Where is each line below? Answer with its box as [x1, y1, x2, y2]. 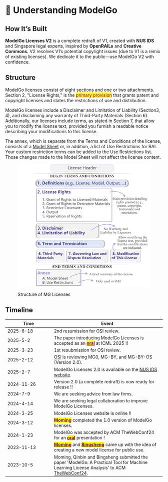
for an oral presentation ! [54, 435, 105, 441]
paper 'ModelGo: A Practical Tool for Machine [54, 459, 148, 465]
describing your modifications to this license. [5, 128, 98, 134]
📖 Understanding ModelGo [5, 5, 117, 16]
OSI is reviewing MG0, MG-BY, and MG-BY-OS [54, 354, 152, 360]
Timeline [5, 306, 33, 314]
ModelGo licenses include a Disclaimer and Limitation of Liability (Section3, [5, 107, 160, 113]
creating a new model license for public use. [54, 447, 145, 453]
